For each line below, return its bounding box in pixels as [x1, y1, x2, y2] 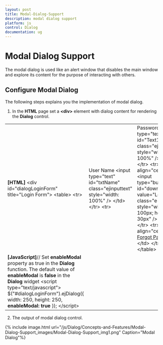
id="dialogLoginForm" [7, 185, 58, 192]
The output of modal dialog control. [12, 314, 83, 321]
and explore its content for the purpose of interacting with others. [5, 71, 136, 78]
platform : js [5, 20, 32, 26]
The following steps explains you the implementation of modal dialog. [5, 99, 144, 104]
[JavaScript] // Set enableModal [7, 254, 81, 260]
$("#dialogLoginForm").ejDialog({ [7, 290, 84, 297]
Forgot [137, 234, 152, 241]
